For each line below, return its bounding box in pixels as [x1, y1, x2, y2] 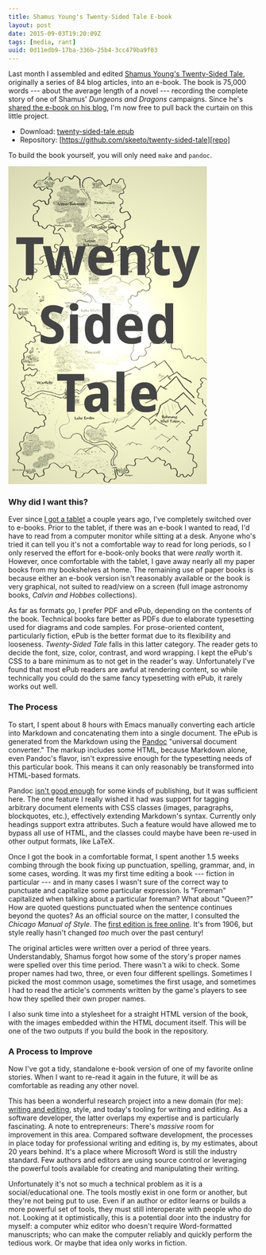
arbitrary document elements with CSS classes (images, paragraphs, [8, 802, 233, 812]
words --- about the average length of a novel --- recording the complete [8, 86, 249, 95]
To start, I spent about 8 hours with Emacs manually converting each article [8, 720, 256, 729]
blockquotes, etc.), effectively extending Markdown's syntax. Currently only [8, 811, 256, 821]
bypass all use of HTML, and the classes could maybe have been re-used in [8, 828, 256, 837]
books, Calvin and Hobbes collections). [8, 590, 137, 600]
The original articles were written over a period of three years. [8, 943, 211, 952]
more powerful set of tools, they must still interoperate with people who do [8, 1204, 253, 1214]
